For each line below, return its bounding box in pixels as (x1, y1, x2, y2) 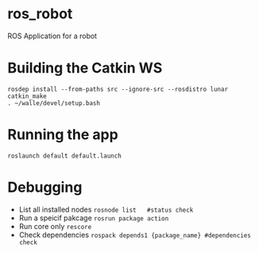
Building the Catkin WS (7, 59, 163, 77)
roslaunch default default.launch (7, 152, 122, 160)
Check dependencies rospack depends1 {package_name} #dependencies (18, 230, 251, 239)
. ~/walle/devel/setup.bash (7, 99, 101, 107)
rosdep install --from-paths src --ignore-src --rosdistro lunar (7, 85, 228, 93)
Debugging (7, 178, 83, 196)
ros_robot (7, 5, 73, 23)
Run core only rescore (18, 221, 92, 231)
